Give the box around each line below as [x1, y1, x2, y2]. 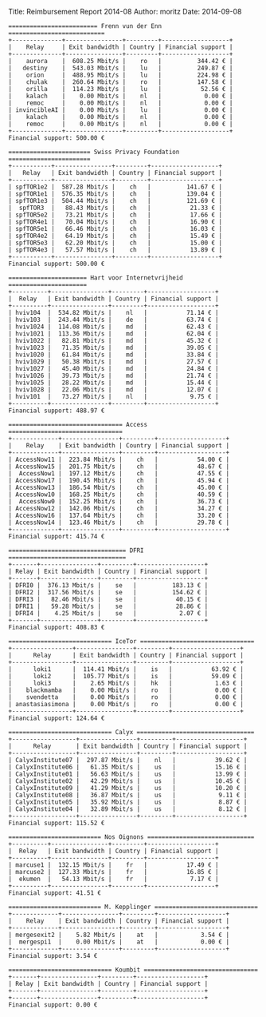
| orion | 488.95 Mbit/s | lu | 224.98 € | [8, 71, 233, 79]
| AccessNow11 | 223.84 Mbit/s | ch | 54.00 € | [8, 455, 229, 463]
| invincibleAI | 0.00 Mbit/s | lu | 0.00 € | [8, 106, 233, 114]
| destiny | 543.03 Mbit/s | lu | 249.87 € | [8, 64, 233, 72]
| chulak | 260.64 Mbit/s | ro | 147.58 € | [8, 78, 233, 86]
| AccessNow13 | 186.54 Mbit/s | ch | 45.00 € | [8, 483, 229, 491]
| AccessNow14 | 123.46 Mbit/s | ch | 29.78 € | [8, 518, 229, 526]
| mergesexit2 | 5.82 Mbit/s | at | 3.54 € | [8, 931, 229, 939]
